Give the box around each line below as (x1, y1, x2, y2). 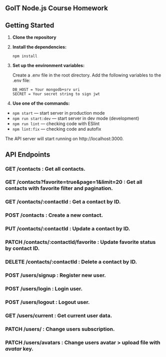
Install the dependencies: (12, 44, 66, 50)
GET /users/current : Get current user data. (5, 312, 112, 319)
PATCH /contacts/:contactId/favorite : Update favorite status (5, 239, 156, 246)
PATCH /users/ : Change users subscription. (5, 325, 115, 332)
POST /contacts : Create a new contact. (5, 212, 103, 219)
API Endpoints (5, 150, 50, 159)
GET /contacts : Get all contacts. (5, 165, 86, 172)
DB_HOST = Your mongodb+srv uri (12, 87, 80, 92)
